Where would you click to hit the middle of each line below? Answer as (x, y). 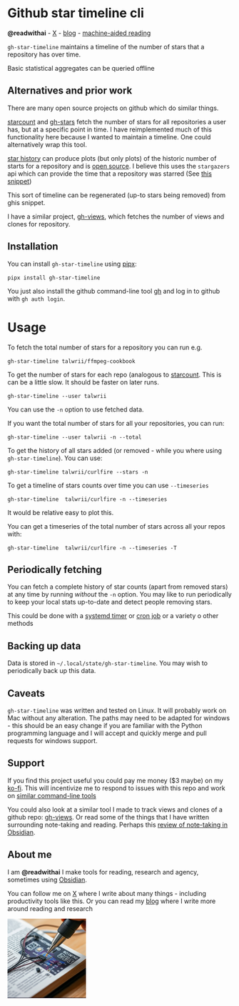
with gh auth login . (36, 299)
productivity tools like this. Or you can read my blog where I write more (112, 901)
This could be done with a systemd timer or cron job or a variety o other (113, 616)
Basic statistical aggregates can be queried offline (81, 68)
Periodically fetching (55, 569)
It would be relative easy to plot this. (61, 512)
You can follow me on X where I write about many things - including (107, 893)
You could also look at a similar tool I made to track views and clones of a (115, 810)
